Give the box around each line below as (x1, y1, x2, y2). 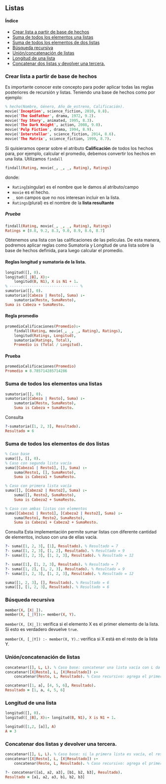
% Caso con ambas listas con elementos (5, 506, 87, 511)
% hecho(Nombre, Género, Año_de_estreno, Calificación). (5, 104, 125, 109)
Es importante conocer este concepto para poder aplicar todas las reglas (5, 84, 154, 90)
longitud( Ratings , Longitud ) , (14, 333, 77, 338)
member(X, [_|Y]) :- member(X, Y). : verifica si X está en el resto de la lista (5, 636, 158, 642)
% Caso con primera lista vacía (5, 483, 72, 488)
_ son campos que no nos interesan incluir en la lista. (12, 194, 121, 200)
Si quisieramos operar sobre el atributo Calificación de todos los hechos (5, 145, 153, 151)
